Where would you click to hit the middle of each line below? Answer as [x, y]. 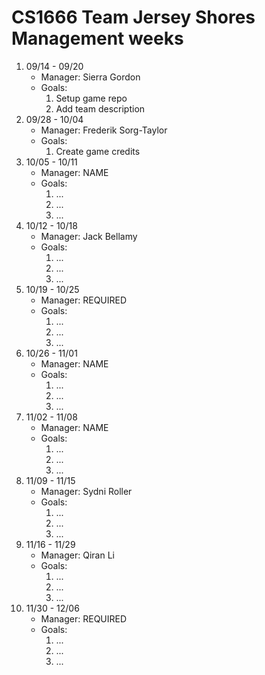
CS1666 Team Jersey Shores [133, 17]
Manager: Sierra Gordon [90, 77]
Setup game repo [91, 98]
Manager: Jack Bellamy [89, 236]
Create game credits [98, 151]
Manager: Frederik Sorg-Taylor [104, 130]
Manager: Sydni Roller [86, 491]
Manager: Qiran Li [77, 555]
